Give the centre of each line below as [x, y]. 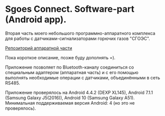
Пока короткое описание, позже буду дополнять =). [60, 57]
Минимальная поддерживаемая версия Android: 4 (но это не [70, 103]
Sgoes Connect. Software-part [70, 9]
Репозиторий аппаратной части [39, 48]
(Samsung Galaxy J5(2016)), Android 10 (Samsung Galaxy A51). [70, 98]
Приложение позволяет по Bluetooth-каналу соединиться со [70, 67]
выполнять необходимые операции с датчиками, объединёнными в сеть [82, 77]
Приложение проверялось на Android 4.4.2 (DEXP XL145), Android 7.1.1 [79, 92]
